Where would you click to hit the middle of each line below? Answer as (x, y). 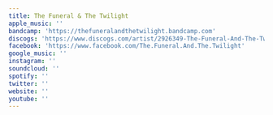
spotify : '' (28, 76)
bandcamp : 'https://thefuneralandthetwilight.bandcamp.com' (113, 31)
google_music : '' (38, 53)
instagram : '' (32, 62)
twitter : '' (28, 83)
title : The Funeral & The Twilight (69, 16)
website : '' (28, 91)
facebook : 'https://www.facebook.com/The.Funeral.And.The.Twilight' (127, 46)
